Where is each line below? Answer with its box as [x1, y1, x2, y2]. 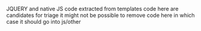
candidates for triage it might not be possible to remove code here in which [6, 12, 195, 19]
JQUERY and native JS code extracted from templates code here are [6, 5, 178, 12]
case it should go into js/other [6, 18, 81, 25]
